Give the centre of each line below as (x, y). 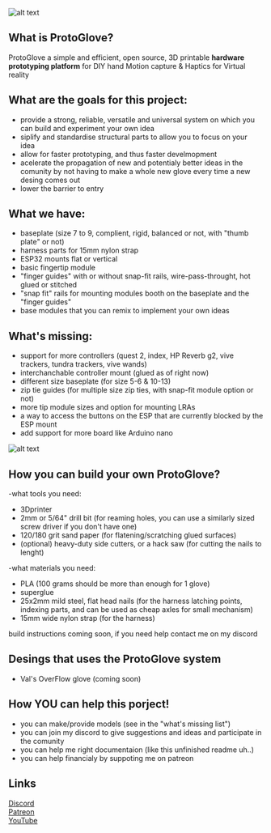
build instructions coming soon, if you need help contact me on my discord (133, 634)
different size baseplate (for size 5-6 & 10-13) (95, 381)
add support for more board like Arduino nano (97, 433)
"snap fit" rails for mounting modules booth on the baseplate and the (134, 293)
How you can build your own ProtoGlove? (114, 474)
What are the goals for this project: (98, 100)
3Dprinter (36, 509)
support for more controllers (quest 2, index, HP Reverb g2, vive (127, 355)
